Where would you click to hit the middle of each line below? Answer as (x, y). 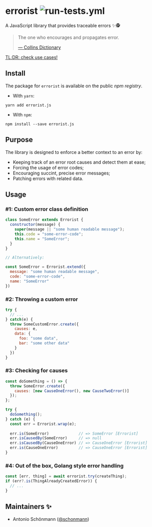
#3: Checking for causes (37, 370)
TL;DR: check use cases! (31, 57)
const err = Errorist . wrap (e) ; (43, 424)
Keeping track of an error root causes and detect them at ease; (79, 162)
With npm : (22, 114)
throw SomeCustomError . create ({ (45, 324)
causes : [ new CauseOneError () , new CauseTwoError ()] (72, 391)
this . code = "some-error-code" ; (49, 234)
